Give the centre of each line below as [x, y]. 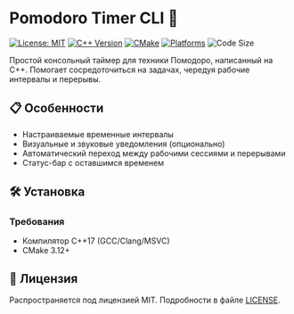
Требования [37, 222]
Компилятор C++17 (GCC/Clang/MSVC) [96, 241]
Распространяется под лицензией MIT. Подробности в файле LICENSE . [145, 300]
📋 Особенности [57, 108]
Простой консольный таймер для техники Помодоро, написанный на [141, 60]
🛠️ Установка [47, 192]
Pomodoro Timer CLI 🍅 [94, 18]
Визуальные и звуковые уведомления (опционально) [123, 144]
